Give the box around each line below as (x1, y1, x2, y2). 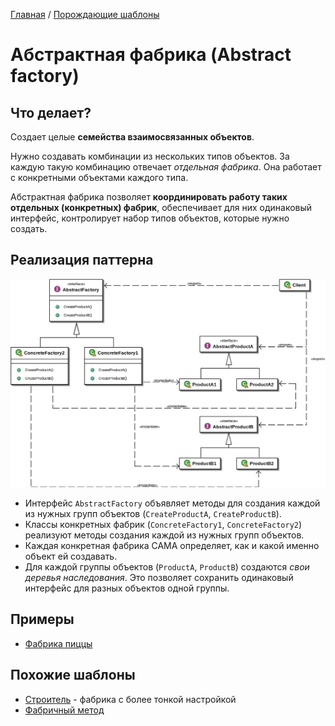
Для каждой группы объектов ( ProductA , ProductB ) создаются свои (24, 561, 310, 573)
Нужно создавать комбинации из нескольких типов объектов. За (10, 150, 290, 162)
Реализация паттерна (10, 252, 154, 269)
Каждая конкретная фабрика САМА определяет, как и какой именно (24, 540, 320, 552)
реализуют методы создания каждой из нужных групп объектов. (24, 529, 305, 541)
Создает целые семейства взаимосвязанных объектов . (10, 131, 255, 143)
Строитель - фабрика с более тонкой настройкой (24, 693, 237, 705)
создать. (10, 223, 48, 234)
